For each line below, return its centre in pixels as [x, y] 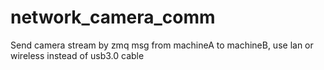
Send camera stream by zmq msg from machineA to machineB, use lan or [162, 45]
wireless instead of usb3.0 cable [77, 55]
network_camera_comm [113, 17]
